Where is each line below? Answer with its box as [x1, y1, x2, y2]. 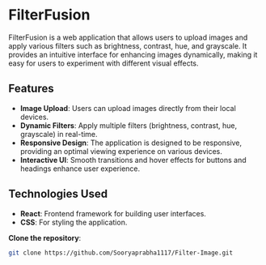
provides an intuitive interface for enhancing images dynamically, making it [8, 49, 258, 59]
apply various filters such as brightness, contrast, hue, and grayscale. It [8, 41, 247, 50]
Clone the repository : [8, 233, 82, 242]
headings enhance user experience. [19, 164, 141, 173]
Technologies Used [8, 187, 108, 201]
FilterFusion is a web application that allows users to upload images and [8, 32, 248, 42]
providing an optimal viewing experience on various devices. [19, 146, 222, 156]
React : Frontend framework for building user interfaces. [19, 208, 206, 218]
